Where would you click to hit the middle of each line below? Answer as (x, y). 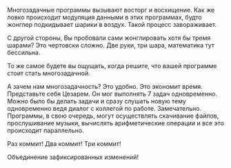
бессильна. (24, 52)
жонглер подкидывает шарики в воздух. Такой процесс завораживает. (112, 24)
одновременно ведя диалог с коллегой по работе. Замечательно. (104, 108)
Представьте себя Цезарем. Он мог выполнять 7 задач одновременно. (112, 94)
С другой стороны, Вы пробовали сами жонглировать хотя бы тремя (109, 38)
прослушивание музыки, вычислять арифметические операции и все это (115, 123)
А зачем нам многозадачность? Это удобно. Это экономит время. (105, 86)
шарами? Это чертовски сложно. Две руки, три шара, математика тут (111, 45)
